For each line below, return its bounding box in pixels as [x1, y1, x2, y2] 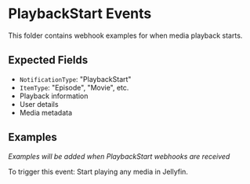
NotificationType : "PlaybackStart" [19, 74, 132, 83]
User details [19, 99, 59, 109]
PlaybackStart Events [8, 5, 152, 23]
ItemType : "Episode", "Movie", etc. [19, 83, 129, 92]
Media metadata [19, 108, 73, 117]
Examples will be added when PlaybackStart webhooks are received [8, 151, 230, 161]
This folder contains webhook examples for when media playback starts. [8, 31, 243, 40]
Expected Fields [8, 53, 89, 67]
